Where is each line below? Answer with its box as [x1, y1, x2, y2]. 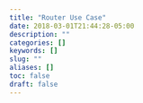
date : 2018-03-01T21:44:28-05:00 [9, 21, 135, 30]
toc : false [9, 72, 50, 81]
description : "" [9, 30, 70, 39]
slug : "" [9, 55, 42, 64]
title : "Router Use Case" [9, 13, 106, 22]
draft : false [9, 80, 58, 89]
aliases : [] [9, 64, 54, 73]
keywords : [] [9, 47, 58, 56]
